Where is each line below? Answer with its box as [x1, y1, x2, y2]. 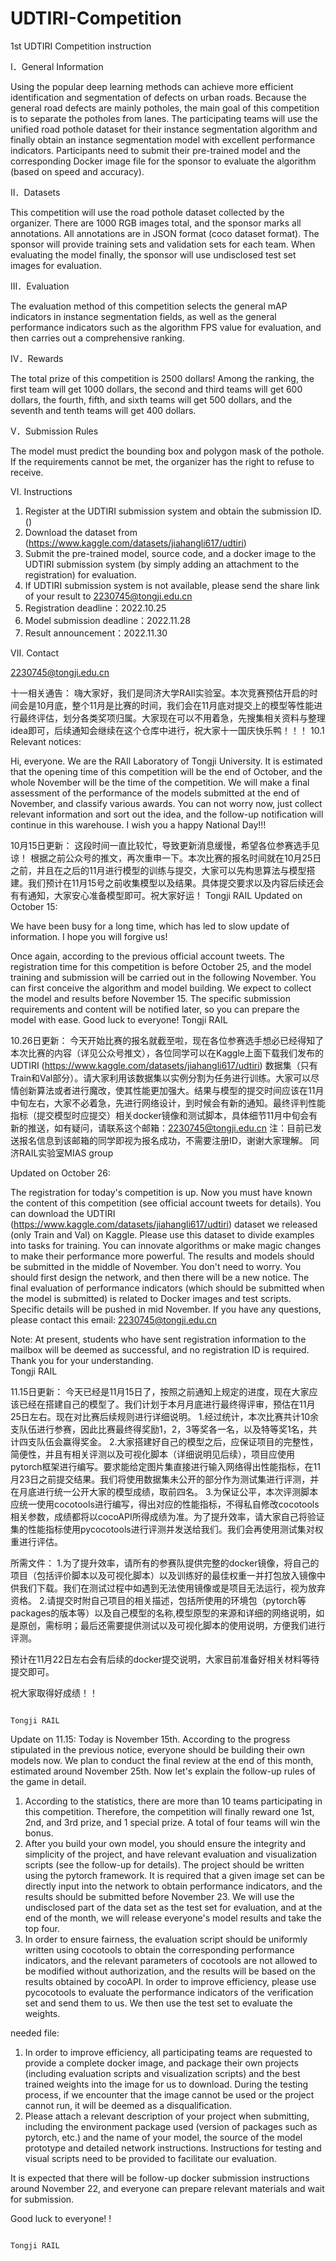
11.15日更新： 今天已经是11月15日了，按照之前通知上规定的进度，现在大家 [10, 1385, 310, 1397]
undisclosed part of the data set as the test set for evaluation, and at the [24, 1901, 323, 1913]
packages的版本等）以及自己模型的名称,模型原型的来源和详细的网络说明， [10, 1607, 317, 1619]
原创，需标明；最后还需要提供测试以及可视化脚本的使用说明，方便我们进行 [18, 1619, 326, 1631]
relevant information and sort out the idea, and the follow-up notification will [10, 808, 324, 820]
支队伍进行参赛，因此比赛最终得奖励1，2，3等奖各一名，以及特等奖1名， [10, 1423, 309, 1435]
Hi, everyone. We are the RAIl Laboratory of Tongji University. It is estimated [10, 755, 323, 767]
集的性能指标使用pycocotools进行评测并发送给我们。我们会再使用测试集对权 [10, 1523, 324, 1535]
